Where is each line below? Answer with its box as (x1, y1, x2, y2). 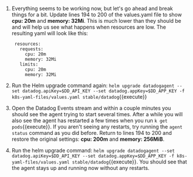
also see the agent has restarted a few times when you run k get (11, 117, 168, 124)
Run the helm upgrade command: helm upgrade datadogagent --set (11, 147, 175, 154)
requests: (19, 46, 44, 52)
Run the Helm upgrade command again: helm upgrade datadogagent (11, 82, 175, 89)
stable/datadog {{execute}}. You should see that (72, 158, 187, 165)
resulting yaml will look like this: (11, 30, 88, 37)
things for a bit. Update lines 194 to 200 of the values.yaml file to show (11, 11, 182, 18)
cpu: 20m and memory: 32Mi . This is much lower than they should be (11, 18, 181, 24)
